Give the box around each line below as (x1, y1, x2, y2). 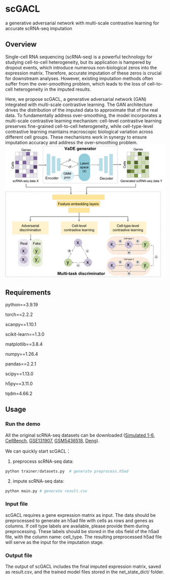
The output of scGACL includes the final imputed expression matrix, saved (5, 563, 161, 569)
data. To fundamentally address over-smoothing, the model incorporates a (5, 112, 161, 118)
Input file (5, 500, 28, 508)
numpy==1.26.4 (5, 351, 38, 357)
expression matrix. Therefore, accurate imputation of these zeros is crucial (5, 70, 162, 76)
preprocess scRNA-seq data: (12, 458, 74, 464)
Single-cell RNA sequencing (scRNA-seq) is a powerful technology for (5, 54, 153, 60)
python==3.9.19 (5, 301, 38, 307)
